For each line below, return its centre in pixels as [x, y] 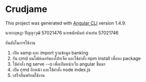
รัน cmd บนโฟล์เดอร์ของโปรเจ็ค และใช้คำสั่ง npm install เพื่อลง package [77, 58]
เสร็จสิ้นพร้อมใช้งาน [29, 75]
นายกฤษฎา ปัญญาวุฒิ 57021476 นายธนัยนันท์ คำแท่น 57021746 [62, 32]
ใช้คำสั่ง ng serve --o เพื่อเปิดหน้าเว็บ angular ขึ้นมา [59, 64]
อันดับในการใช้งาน [20, 42]
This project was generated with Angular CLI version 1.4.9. [66, 23]
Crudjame [26, 9]
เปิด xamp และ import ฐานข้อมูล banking [50, 52]
